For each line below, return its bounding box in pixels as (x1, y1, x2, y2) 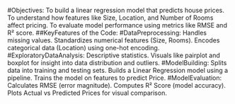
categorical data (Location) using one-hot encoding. (7, 44, 160, 52)
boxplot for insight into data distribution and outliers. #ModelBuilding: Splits (7, 59, 227, 67)
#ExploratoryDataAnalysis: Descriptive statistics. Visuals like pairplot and (7, 51, 221, 59)
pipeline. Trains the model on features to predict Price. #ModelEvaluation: (7, 74, 222, 82)
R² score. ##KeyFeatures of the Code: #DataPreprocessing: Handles (7, 28, 207, 37)
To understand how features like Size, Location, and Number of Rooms (7, 13, 214, 22)
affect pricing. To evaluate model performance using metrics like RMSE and (7, 21, 228, 29)
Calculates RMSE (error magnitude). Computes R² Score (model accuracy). (7, 81, 227, 89)
